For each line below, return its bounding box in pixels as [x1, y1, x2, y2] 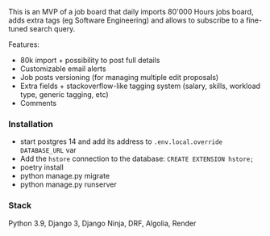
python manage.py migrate [19, 171, 110, 181]
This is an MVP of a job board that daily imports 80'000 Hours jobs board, [8, 7, 254, 16]
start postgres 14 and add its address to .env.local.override [19, 137, 223, 146]
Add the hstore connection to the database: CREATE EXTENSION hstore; [19, 154, 254, 164]
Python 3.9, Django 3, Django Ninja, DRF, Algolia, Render [8, 218, 197, 228]
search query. [29, 24, 76, 33]
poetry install [19, 162, 64, 172]
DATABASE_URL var [19, 145, 77, 155]
